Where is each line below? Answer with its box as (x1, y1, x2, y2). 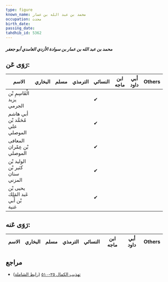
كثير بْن (8, 164, 23, 171)
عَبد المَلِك (8, 191, 29, 198)
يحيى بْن (8, 185, 25, 192)
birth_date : (5, 21, 30, 26)
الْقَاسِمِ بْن (8, 90, 29, 97)
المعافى (8, 137, 25, 144)
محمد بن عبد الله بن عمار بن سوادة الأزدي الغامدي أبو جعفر (5, 46, 113, 52)
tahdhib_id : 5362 (5, 30, 42, 35)
